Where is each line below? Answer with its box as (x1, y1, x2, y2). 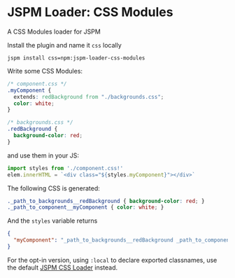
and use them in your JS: (7, 151, 79, 160)
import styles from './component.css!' (7, 165, 124, 172)
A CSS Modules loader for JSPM (7, 27, 101, 36)
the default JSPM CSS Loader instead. (7, 263, 118, 272)
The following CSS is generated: (7, 183, 100, 193)
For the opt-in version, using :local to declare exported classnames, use (7, 256, 218, 264)
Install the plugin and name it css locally (7, 41, 122, 49)
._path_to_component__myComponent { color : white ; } (7, 204, 164, 211)
